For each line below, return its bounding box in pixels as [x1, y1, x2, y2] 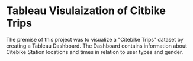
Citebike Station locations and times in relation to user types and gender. [6, 48, 184, 55]
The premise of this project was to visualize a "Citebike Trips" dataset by [6, 36, 184, 43]
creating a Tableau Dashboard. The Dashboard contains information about [6, 42, 188, 49]
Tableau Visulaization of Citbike [6, 4, 166, 18]
